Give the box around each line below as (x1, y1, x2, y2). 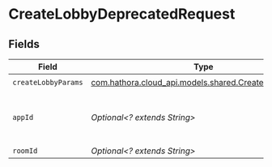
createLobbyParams (12, 78, 83, 87)
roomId (12, 147, 38, 155)
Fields (8, 37, 40, 51)
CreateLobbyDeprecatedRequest (8, 5, 236, 24)
